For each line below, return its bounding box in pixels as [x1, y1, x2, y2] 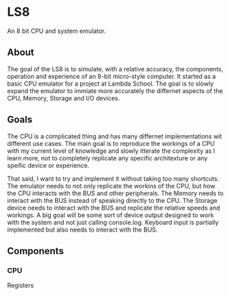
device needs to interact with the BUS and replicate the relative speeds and [7, 203, 220, 212]
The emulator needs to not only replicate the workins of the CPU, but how [7, 182, 216, 190]
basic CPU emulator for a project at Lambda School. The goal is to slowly [7, 79, 214, 88]
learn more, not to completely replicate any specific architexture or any [7, 153, 208, 162]
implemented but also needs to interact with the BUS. [7, 225, 158, 234]
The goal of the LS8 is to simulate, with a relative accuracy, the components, [7, 64, 224, 73]
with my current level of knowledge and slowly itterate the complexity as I [7, 147, 216, 155]
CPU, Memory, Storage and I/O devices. [7, 94, 120, 102]
